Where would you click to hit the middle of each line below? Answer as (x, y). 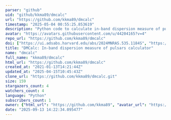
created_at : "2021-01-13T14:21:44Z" (44, 67)
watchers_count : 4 (25, 91)
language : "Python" (26, 95)
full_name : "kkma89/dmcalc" (35, 57)
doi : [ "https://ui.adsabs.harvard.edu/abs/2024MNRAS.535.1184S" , (76, 43)
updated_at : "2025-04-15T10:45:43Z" (44, 72)
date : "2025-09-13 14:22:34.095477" (44, 110)
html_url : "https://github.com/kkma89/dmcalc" (55, 62)
